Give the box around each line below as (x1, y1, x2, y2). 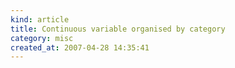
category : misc (10, 33, 74, 43)
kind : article (10, 14, 70, 25)
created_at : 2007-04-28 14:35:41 (10, 42, 150, 53)
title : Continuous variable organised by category (10, 24, 226, 34)
